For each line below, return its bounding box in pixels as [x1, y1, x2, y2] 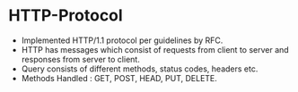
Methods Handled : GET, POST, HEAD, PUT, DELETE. [21, 72, 217, 83]
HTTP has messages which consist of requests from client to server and [21, 44, 289, 54]
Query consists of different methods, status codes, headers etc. [21, 63, 259, 74]
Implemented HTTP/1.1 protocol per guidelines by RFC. [21, 35, 223, 46]
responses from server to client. [21, 54, 140, 64]
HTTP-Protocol [8, 5, 123, 26]
